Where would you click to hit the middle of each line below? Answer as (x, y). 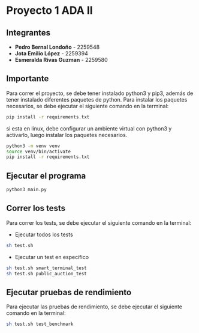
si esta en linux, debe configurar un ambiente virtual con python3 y (89, 128)
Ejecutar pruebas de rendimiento (69, 292)
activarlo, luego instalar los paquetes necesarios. (67, 135)
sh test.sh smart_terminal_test (46, 268)
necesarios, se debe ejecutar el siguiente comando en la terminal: (88, 106)
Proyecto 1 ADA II (49, 11)
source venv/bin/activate (38, 151)
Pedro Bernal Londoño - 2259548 (57, 47)
